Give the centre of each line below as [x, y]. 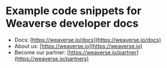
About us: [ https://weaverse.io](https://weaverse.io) [78, 46]
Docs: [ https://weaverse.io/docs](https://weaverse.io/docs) [88, 40]
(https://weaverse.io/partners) [51, 59]
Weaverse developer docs [72, 23]
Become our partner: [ [42, 52]
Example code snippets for [74, 11]
